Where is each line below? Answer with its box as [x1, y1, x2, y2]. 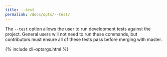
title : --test [5, 7, 35, 12]
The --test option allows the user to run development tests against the [5, 25, 151, 31]
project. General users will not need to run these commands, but [5, 31, 138, 37]
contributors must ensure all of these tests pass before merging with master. [5, 36, 163, 42]
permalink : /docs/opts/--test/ [5, 12, 70, 17]
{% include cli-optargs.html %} [5, 46, 69, 52]
